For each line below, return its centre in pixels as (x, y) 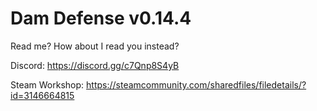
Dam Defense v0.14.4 (101, 18)
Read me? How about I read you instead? (95, 46)
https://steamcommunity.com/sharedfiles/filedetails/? (196, 84)
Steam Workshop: (47, 84)
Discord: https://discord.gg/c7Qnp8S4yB (95, 65)
